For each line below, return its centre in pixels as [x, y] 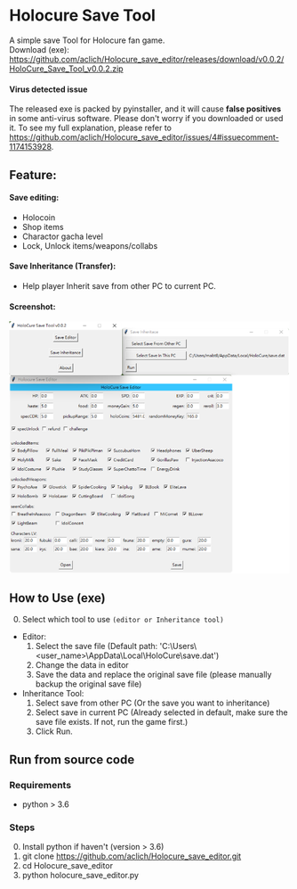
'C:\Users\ [178, 646]
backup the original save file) [88, 684]
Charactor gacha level [63, 236]
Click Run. [54, 731]
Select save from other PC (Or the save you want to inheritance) [153, 703]
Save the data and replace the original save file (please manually [153, 675]
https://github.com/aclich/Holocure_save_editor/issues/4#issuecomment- [144, 137]
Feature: [33, 175]
